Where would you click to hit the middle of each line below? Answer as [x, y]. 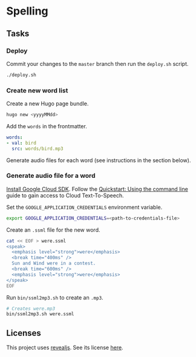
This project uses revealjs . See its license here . [65, 348]
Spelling [27, 11]
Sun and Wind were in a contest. [54, 264]
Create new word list [37, 90]
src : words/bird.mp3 [38, 149]
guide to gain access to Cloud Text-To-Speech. [65, 195]
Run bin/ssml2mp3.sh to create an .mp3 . [55, 297]
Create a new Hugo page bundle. [47, 103]
